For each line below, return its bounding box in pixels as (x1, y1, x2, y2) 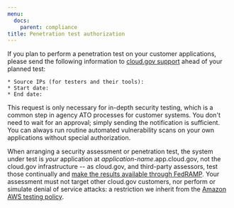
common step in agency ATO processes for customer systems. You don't (7, 111, 221, 119)
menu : (7, 10, 23, 18)
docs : (13, 17, 30, 24)
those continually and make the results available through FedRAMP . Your (7, 170, 220, 178)
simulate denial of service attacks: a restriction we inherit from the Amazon (7, 185, 227, 194)
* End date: (7, 91, 43, 98)
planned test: (7, 65, 46, 73)
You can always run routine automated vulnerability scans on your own (7, 126, 215, 135)
